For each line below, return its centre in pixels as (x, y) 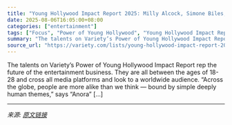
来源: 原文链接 (27, 115)
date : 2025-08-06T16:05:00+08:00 (55, 20)
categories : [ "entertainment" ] (52, 26)
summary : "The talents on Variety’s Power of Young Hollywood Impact (109, 39)
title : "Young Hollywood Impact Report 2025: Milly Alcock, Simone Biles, (117, 13)
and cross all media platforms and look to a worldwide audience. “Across (119, 79)
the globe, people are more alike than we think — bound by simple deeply (112, 87)
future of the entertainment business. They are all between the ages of (108, 72)
